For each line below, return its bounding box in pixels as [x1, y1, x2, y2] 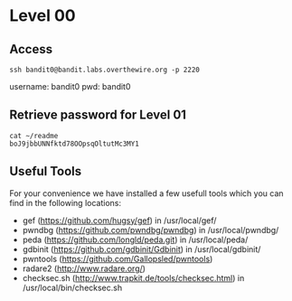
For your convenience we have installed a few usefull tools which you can [9, 187, 284, 199]
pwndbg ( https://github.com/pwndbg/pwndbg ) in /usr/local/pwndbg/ [22, 224, 279, 235]
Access [9, 42, 52, 57]
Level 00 [9, 5, 76, 26]
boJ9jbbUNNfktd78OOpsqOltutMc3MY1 [9, 139, 140, 148]
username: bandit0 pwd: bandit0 [9, 81, 131, 91]
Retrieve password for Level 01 [9, 108, 187, 123]
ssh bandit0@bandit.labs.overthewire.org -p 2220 [9, 65, 201, 74]
